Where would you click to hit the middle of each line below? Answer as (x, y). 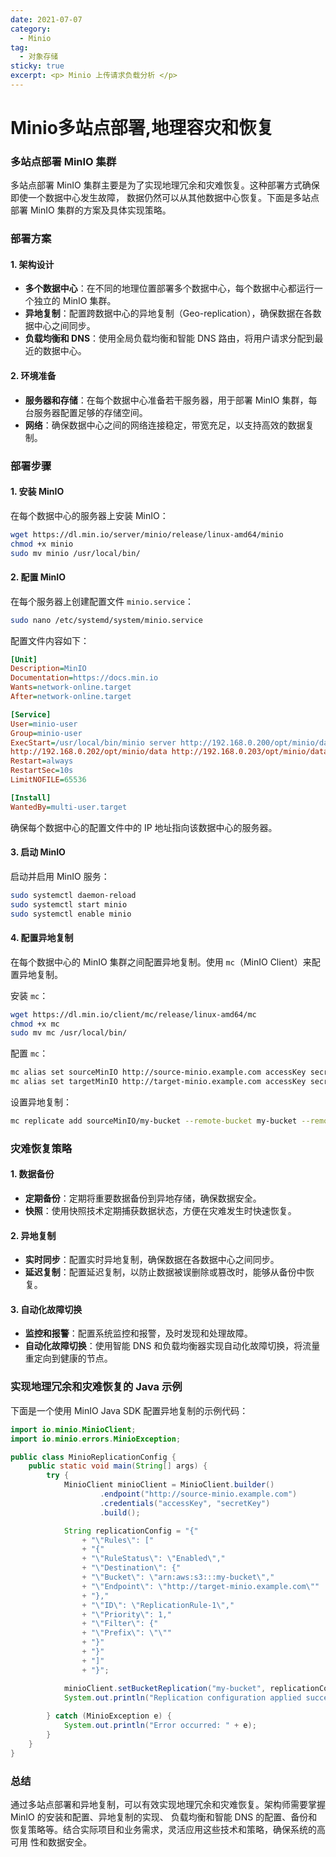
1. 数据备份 (32, 1174)
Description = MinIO (48, 669)
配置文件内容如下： (50, 640)
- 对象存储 (39, 57)
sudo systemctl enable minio (71, 914)
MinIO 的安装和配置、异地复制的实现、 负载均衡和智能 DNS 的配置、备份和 (164, 1817)
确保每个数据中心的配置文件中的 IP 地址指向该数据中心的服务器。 (144, 827)
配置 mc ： (29, 1053)
